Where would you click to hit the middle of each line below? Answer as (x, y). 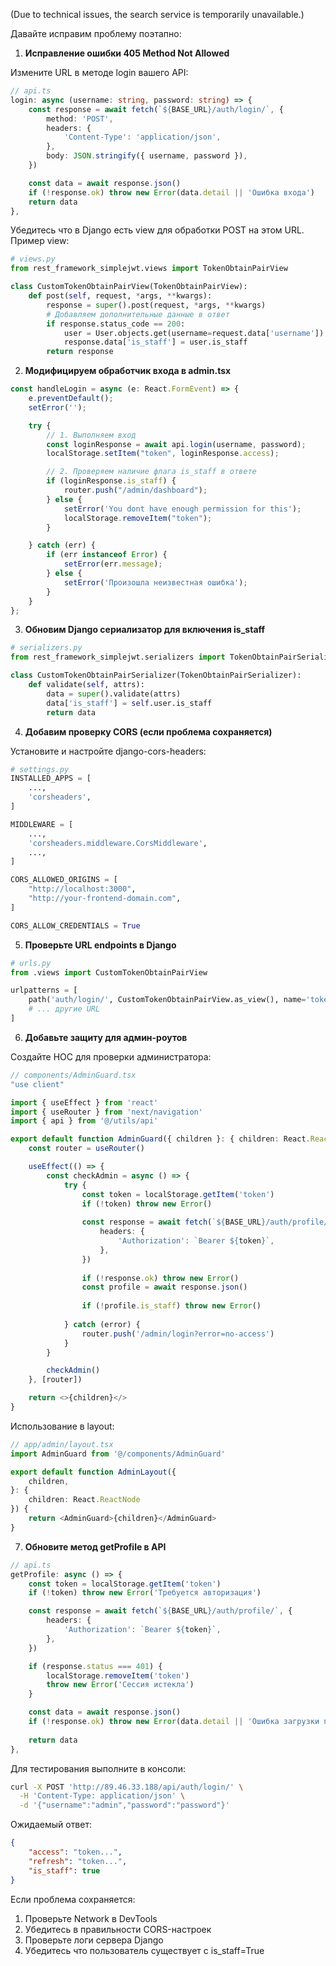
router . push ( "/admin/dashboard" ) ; (135, 490)
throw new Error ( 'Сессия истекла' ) (120, 1685)
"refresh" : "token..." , (78, 1861)
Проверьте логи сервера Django (94, 1940)
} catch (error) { (102, 1324)
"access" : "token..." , (75, 1852)
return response (80, 352)
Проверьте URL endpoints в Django (100, 945)
